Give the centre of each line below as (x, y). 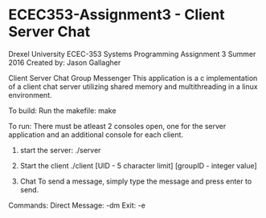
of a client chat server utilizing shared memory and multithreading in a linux (133, 87)
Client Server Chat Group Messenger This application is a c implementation (133, 78)
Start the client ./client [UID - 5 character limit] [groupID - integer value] (138, 165)
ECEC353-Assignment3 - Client (117, 15)
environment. (30, 95)
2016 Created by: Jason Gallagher (65, 63)
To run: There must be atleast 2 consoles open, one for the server (117, 126)
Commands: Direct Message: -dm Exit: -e (77, 205)
